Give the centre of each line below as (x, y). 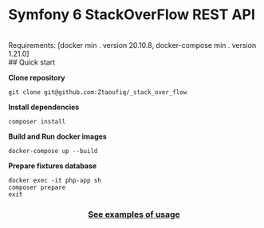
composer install (37, 121)
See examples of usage (134, 214)
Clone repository (37, 77)
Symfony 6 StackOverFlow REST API (132, 15)
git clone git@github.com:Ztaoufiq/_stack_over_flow (98, 92)
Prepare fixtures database (53, 166)
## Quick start (32, 62)
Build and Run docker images (58, 136)
